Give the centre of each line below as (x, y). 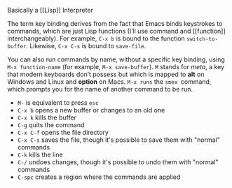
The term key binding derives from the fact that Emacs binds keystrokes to (115, 23)
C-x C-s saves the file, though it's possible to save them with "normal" (119, 140)
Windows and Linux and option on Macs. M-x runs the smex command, (109, 82)
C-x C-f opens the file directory (63, 132)
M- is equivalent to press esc (58, 103)
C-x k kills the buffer (47, 117)
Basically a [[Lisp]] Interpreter (50, 10)
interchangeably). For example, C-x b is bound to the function (96, 38)
